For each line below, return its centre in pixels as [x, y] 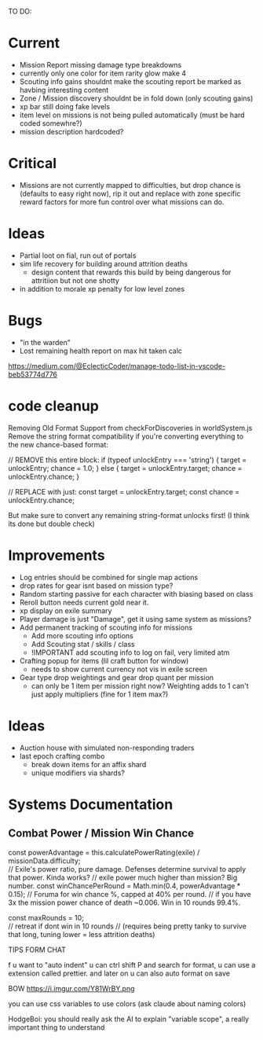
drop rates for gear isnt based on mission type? [96, 586]
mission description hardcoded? [71, 131]
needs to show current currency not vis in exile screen [119, 669]
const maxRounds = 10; [46, 917]
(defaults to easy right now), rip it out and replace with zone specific [130, 193]
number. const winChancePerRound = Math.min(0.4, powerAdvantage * [124, 886]
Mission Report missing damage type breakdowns [100, 64]
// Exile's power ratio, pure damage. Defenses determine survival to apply [127, 869]
